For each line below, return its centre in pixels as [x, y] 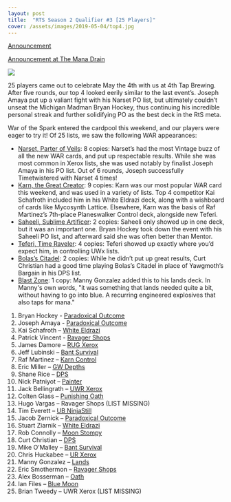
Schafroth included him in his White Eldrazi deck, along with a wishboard [121, 200]
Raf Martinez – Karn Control [57, 359]
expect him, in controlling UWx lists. [68, 251]
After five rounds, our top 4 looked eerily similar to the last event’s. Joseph [113, 93]
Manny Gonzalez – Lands [54, 462]
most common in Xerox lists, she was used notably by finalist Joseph [115, 163]
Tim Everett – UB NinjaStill [55, 411]
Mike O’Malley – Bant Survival [60, 448]
